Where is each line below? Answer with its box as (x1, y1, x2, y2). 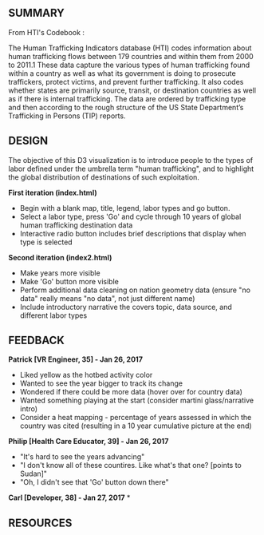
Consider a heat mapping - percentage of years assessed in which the (19, 413, 252, 422)
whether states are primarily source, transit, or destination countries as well (8, 85, 257, 95)
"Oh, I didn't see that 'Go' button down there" (19, 478, 169, 487)
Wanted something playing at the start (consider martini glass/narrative (19, 395, 254, 406)
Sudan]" (19, 469, 48, 478)
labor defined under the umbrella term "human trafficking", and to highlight (8, 164, 254, 173)
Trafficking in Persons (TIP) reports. (8, 111, 126, 121)
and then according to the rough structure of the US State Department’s (8, 102, 244, 112)
